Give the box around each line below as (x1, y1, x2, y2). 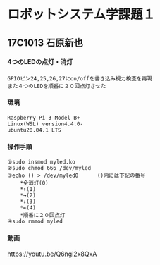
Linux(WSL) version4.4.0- (7, 121, 83, 128)
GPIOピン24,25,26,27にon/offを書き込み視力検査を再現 (7, 75, 153, 82)
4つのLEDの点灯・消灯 (7, 58, 73, 66)
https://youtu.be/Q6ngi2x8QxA (7, 249, 97, 258)
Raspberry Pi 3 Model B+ (7, 114, 80, 121)
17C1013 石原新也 (7, 37, 83, 49)
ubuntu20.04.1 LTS (7, 126, 61, 134)
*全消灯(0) (20, 180, 49, 187)
